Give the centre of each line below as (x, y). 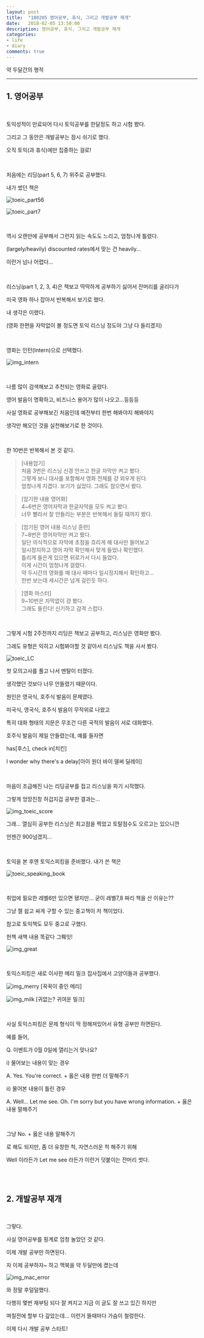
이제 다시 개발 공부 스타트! (37, 1329)
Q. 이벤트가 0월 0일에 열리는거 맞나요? (52, 1049)
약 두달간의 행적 (25, 69)
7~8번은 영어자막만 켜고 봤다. (56, 534)
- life (15, 40)
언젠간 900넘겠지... (29, 836)
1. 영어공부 (25, 96)
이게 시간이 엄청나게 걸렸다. (54, 565)
